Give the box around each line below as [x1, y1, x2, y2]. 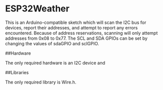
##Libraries [5, 69, 29, 75]
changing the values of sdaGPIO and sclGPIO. [5, 40, 99, 46]
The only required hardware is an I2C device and [5, 60, 106, 66]
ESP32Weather [5, 3, 70, 14]
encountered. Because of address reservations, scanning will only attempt [5, 30, 158, 36]
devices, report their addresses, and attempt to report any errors [5, 24, 138, 30]
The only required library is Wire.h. [5, 79, 76, 85]
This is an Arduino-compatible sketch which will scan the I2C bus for [5, 19, 147, 25]
